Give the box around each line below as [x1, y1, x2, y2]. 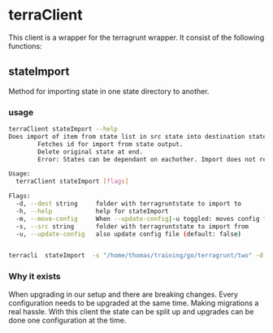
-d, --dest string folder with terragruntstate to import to [15, 200, 242, 208]
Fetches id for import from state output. [37, 140, 184, 148]
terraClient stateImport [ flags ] [15, 177, 129, 186]
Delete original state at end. [37, 148, 144, 156]
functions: [8, 41, 42, 50]
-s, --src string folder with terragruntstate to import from [15, 222, 249, 231]
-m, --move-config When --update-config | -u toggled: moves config [15, 214, 260, 223]
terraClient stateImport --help [8, 125, 118, 133]
